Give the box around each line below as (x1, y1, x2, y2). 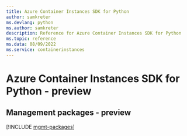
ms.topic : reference (6, 36, 57, 42)
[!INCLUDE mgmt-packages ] (6, 123, 75, 130)
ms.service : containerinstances (6, 47, 85, 53)
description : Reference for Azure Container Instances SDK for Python (6, 30, 182, 36)
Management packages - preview (6, 108, 131, 118)
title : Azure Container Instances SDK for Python (6, 8, 130, 15)
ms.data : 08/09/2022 (6, 42, 57, 47)
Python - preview (6, 84, 92, 97)
